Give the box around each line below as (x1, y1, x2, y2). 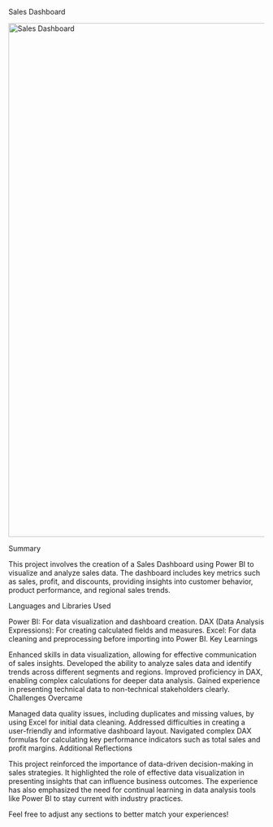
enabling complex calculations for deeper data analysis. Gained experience (8, 676, 261, 686)
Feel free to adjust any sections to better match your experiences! (8, 809, 229, 819)
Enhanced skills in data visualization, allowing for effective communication (8, 650, 258, 659)
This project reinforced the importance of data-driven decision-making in (8, 760, 253, 768)
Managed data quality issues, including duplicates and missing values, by (8, 709, 254, 718)
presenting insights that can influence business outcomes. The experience (8, 777, 258, 786)
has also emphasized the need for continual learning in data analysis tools (8, 785, 256, 794)
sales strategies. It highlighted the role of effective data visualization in (8, 768, 245, 777)
